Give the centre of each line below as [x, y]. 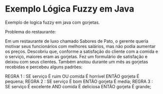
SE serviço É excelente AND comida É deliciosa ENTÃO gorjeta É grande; [78, 86]
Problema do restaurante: [30, 31]
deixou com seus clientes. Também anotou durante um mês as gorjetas [77, 62]
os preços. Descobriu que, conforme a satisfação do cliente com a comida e [81, 51]
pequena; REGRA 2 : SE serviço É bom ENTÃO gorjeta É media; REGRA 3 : [79, 81]
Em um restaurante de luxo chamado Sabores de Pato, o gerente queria [77, 41]
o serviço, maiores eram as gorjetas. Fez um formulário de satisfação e [76, 56]
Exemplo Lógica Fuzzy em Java [70, 9]
